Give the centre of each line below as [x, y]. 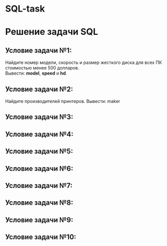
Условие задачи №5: [39, 151]
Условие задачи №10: [41, 237]
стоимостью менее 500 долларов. [42, 68]
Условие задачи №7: [39, 185]
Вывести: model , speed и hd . [36, 73]
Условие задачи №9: [39, 220]
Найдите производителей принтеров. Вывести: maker [63, 101]
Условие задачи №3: [39, 117]
